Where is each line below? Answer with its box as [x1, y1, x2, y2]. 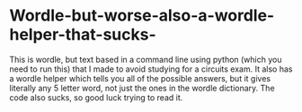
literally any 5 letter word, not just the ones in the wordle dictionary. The [9, 82, 276, 93]
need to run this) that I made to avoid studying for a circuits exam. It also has [9, 64, 293, 74]
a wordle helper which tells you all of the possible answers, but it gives [9, 73, 271, 83]
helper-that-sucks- [9, 24, 157, 45]
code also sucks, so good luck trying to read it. [9, 91, 183, 103]
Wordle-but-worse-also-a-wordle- [9, 5, 275, 26]
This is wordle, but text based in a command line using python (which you [9, 54, 282, 65]
